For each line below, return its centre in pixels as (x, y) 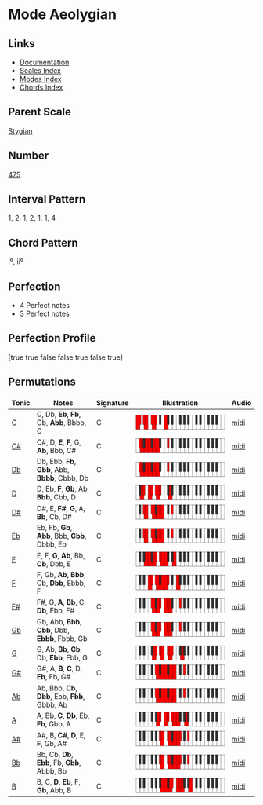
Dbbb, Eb (51, 544)
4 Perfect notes (45, 306)
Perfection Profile (52, 338)
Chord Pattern (43, 242)
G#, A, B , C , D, (59, 668)
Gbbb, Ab (52, 704)
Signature (113, 403)
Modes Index (40, 79)
